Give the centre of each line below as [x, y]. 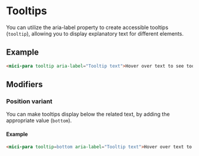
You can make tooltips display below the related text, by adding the [88, 114]
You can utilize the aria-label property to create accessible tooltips [87, 27]
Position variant [29, 101]
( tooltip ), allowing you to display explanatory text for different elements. [95, 33]
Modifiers [25, 85]
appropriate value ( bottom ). [39, 120]
